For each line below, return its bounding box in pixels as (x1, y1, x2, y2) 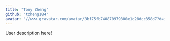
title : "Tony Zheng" (5, 7, 49, 12)
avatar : (5, 16, 22, 21)
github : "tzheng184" (5, 12, 49, 17)
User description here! (5, 30, 52, 36)
